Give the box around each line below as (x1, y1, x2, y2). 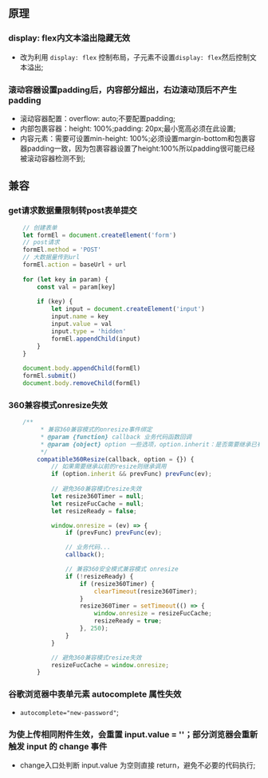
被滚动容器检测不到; (19, 153, 86, 163)
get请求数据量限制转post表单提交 (8, 205, 137, 216)
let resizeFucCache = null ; (50, 500, 145, 508)
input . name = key (50, 312, 109, 320)
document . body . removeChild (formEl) (22, 379, 141, 387)
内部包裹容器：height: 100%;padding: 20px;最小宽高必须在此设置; (19, 124, 237, 133)
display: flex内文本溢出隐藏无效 (8, 33, 131, 44)
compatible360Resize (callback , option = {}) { (37, 455, 195, 463)
